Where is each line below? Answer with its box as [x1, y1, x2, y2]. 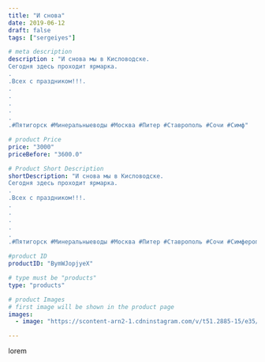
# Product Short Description [8, 164, 104, 172]
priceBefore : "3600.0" [8, 150, 83, 158]
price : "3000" [8, 143, 55, 151]
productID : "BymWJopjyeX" [8, 260, 93, 268]
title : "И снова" [8, 11, 65, 20]
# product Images [8, 296, 65, 304]
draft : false [8, 26, 51, 34]
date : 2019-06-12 [8, 19, 65, 27]
